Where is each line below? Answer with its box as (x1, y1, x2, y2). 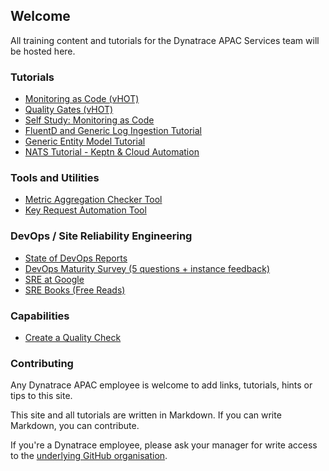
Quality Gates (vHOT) (24, 104, 114, 116)
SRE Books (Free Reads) (24, 284, 126, 296)
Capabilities (10, 309, 70, 323)
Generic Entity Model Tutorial (24, 135, 146, 148)
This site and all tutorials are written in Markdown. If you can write (10, 409, 282, 421)
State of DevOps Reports (24, 252, 128, 264)
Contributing (10, 356, 74, 370)
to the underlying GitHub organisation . (10, 450, 168, 462)
